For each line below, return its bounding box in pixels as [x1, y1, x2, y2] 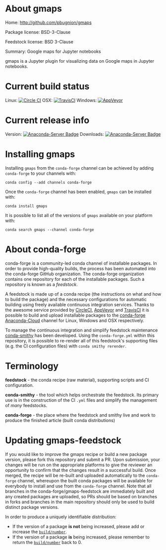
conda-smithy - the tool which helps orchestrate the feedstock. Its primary [5, 392, 159, 398]
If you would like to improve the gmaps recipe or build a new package [5, 451, 147, 457]
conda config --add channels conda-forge [5, 180, 92, 185]
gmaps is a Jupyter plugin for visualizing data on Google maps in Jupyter [5, 58, 155, 64]
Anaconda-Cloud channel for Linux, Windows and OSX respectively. [5, 317, 145, 324]
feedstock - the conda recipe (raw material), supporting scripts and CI [5, 377, 150, 383]
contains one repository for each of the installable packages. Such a [5, 276, 145, 282]
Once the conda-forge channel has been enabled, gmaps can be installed [5, 189, 152, 195]
